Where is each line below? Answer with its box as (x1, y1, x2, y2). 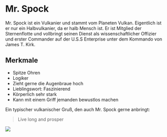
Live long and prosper (17, 116, 64, 122)
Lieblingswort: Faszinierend (12, 86, 71, 92)
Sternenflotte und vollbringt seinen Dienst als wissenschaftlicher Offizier (5, 30, 157, 37)
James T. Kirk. (5, 41, 36, 47)
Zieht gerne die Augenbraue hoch (12, 80, 84, 86)
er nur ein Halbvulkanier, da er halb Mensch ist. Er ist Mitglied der (5, 25, 142, 31)
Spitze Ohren (12, 70, 41, 76)
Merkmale (5, 56, 38, 65)
